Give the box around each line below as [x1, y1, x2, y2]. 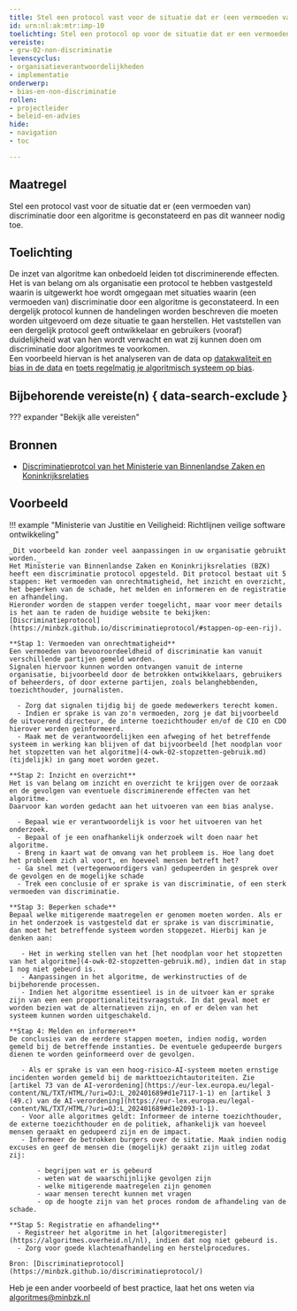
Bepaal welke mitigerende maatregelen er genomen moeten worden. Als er [9, 910, 283, 919]
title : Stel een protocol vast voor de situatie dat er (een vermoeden [9, 12, 278, 22]
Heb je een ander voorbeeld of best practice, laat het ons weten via [9, 1282, 255, 1293]
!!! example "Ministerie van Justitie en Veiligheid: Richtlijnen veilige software [9, 519, 286, 530]
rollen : [9, 95, 38, 105]
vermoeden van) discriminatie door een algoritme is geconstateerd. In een [9, 297, 280, 307]
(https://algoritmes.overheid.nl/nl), [9, 1236, 152, 1245]
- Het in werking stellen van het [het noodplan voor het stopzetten [20, 949, 283, 958]
